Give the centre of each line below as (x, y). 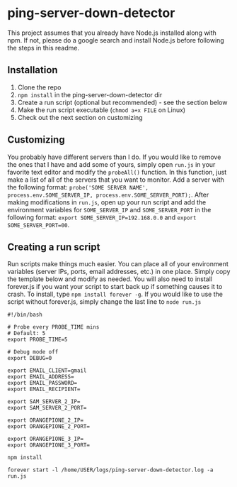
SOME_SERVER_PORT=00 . (39, 224)
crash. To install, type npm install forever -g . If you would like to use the (115, 294)
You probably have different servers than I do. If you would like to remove (114, 157)
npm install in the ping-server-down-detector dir (90, 94)
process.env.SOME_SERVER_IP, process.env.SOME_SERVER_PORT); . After (108, 195)
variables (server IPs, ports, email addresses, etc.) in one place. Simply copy (119, 272)
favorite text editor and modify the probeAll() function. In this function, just (117, 172)
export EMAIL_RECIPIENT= (44, 389)
